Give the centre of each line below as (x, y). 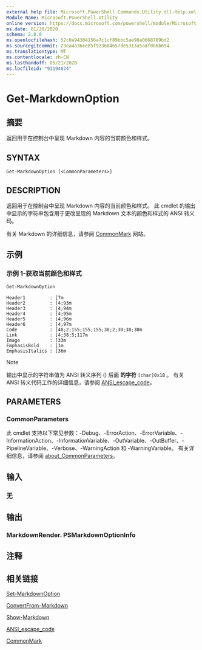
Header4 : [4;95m (39, 314)
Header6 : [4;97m (39, 324)
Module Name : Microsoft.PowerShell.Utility (62, 18)
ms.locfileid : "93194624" (39, 68)
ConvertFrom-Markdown (37, 606)
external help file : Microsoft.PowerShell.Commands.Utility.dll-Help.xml (102, 12)
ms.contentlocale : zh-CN (38, 57)
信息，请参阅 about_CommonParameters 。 (65, 456)
